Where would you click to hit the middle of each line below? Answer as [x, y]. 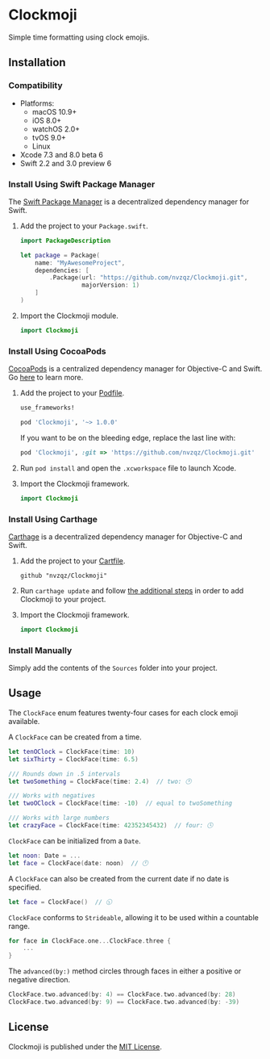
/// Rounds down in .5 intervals [64, 774]
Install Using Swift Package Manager [82, 184]
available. [24, 721]
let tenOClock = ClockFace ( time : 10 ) [72, 751]
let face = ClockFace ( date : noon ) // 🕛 [79, 863]
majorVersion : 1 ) [111, 285]
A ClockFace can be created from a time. [75, 737]
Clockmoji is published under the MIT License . [85, 1046]
